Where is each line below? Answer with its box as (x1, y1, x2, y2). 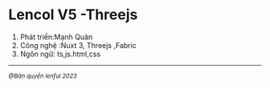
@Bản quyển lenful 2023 (8, 72, 77, 80)
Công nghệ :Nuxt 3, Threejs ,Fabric (19, 40, 137, 50)
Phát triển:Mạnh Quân (19, 32, 93, 42)
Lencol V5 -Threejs (8, 6, 138, 24)
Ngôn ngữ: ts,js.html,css (19, 49, 101, 58)
